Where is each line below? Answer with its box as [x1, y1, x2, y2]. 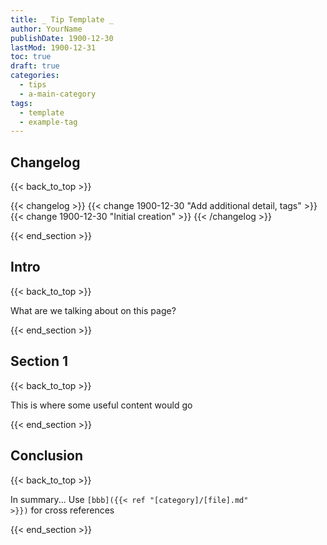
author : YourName [10, 24, 83, 34]
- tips [19, 80, 47, 90]
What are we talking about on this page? [10, 304, 177, 316]
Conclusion [10, 447, 84, 465]
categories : [10, 71, 60, 81]
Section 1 [10, 353, 68, 370]
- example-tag [19, 117, 78, 127]
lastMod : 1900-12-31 [10, 42, 97, 53]
